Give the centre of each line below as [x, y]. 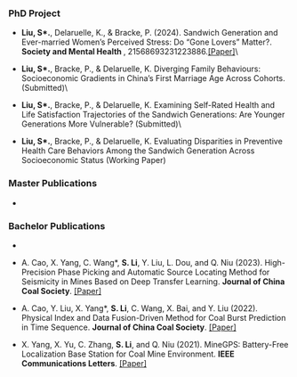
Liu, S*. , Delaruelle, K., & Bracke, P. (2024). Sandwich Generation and [149, 33]
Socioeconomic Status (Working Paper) [93, 160]
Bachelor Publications [57, 225]
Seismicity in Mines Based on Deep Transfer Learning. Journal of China [153, 281]
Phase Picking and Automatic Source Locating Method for [164, 272]
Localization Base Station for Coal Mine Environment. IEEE [128, 354]
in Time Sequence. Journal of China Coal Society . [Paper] [128, 327]
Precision [38, 272]
